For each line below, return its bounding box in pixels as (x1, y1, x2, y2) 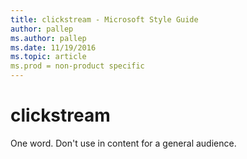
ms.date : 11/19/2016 (10, 42, 97, 53)
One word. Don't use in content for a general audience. (10, 137, 237, 149)
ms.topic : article (10, 52, 87, 62)
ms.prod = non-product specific (10, 61, 145, 71)
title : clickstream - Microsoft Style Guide (10, 14, 199, 25)
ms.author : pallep (10, 33, 87, 43)
